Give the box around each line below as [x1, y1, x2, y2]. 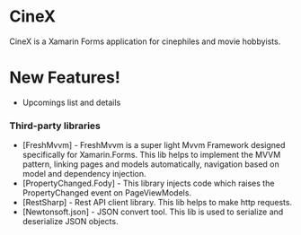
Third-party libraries [9, 119, 101, 132]
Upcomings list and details [22, 97, 121, 108]
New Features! [9, 67, 121, 88]
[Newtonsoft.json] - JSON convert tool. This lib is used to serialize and [22, 206, 284, 217]
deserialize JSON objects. [22, 216, 119, 227]
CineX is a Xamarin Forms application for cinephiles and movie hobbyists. [9, 36, 281, 47]
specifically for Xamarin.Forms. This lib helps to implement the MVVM [22, 150, 281, 161]
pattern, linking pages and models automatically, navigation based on [22, 159, 280, 170]
